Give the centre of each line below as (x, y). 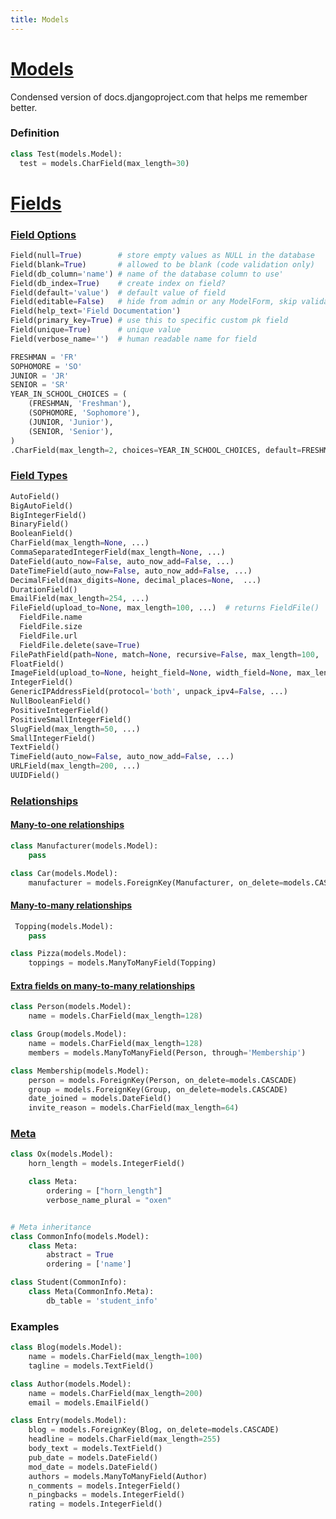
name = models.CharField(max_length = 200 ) (115, 1393)
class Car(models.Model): (64, 873)
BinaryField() (40, 524)
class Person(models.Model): (71, 1007)
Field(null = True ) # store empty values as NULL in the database (162, 256)
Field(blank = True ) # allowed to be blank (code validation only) (162, 264)
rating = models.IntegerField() (95, 1504)
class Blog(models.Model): (66, 1347)
